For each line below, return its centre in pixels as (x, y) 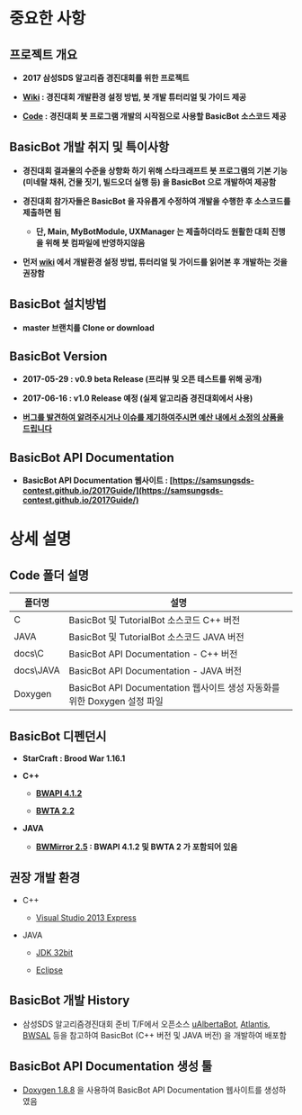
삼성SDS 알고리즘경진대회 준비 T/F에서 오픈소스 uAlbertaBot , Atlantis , (147, 1024)
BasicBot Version (58, 357)
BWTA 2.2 (55, 811)
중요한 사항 (48, 18)
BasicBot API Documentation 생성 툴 (111, 1067)
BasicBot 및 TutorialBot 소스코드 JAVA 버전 (156, 638)
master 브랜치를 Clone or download (88, 327)
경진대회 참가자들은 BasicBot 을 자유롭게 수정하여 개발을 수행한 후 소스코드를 (156, 201)
